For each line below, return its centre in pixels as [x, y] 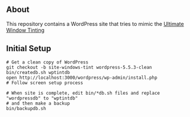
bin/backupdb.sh [26, 108]
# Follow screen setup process [45, 83]
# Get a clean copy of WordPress [47, 62]
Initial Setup [29, 49]
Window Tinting [25, 30]
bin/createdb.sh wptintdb [38, 72]
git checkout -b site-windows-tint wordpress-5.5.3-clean [79, 67]
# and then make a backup [38, 103]
